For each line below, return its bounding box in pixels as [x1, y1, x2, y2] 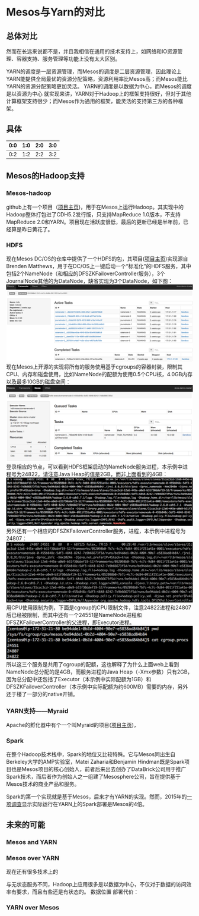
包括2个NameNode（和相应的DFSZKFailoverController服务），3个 [6, 270, 166, 277]
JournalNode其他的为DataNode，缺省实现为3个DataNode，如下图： [6, 278, 174, 285]
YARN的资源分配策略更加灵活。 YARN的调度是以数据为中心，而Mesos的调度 [6, 83, 192, 90]
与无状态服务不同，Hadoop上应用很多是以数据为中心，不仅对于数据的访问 [6, 881, 187, 888]
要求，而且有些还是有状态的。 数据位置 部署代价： [16, 888, 139, 895]
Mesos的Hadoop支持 [6, 171, 85, 181]
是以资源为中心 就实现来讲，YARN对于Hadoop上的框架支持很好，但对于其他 [6, 90, 191, 97]
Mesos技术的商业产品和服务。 [6, 780, 80, 788]
